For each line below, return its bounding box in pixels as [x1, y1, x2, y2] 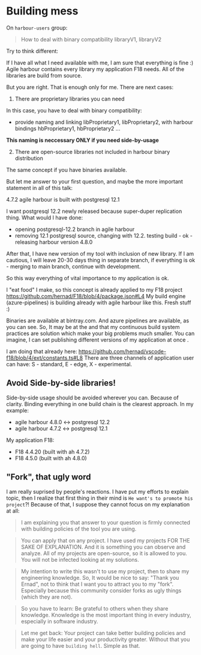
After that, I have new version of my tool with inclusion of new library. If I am [6, 250, 194, 257]
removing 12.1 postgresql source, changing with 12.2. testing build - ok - [14, 232, 193, 239]
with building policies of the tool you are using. [20, 525, 137, 532]
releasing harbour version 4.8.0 [14, 238, 93, 245]
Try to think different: [6, 47, 59, 55]
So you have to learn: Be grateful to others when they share [20, 604, 169, 612]
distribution [14, 155, 44, 162]
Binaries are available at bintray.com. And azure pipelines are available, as [6, 317, 190, 324]
